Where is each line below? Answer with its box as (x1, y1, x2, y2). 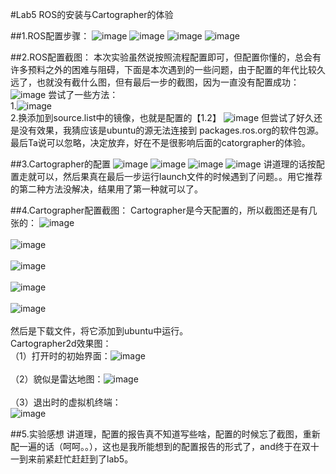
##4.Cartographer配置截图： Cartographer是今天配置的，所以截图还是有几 (10, 204, 318, 216)
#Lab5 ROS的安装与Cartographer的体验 (10, 9, 174, 20)
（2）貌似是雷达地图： (10, 373, 104, 385)
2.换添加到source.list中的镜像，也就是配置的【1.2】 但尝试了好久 (10, 112, 315, 123)
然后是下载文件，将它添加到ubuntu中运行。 (10, 325, 189, 337)
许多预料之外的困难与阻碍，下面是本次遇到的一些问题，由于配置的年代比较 (10, 64, 317, 75)
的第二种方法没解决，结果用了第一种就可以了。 (10, 183, 203, 195)
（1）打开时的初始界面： (10, 350, 111, 362)
